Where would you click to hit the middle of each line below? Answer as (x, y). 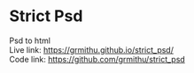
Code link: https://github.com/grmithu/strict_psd (97, 59)
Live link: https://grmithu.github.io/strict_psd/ (92, 49)
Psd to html (30, 40)
